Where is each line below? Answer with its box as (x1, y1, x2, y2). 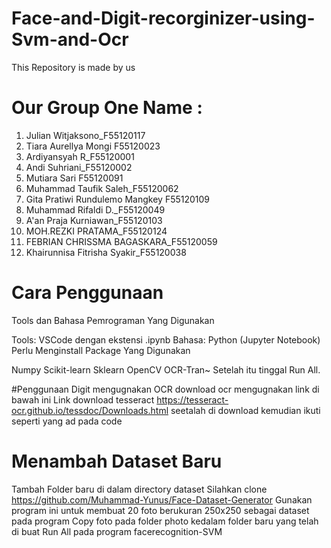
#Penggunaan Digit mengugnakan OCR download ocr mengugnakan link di (11, 383, 320, 395)
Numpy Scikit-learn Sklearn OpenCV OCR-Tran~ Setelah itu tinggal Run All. (11, 363, 321, 376)
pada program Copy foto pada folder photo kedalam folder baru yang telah (11, 515, 319, 527)
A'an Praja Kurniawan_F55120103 (25, 214, 163, 226)
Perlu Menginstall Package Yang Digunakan (11, 344, 191, 356)
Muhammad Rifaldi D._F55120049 (25, 203, 166, 216)
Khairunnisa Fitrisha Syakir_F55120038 (25, 246, 187, 258)
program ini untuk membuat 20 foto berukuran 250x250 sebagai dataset (11, 504, 310, 516)
